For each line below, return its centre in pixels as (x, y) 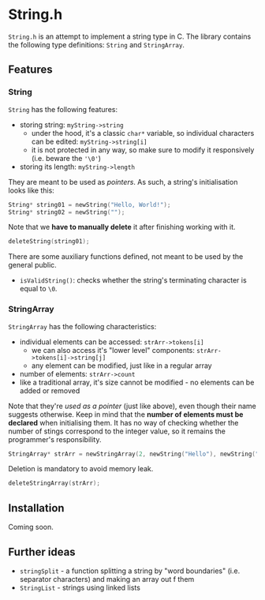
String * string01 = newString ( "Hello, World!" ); (90, 204)
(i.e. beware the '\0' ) (66, 158)
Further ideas (42, 551)
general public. (32, 265)
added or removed (50, 390)
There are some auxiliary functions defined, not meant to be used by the (126, 257)
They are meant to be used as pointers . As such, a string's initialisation (123, 182)
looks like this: (32, 190)
